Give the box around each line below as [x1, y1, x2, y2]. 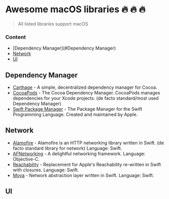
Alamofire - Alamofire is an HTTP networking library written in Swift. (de [12, 139, 164, 146]
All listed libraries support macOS [17, 20, 88, 27]
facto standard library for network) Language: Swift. [12, 145, 123, 151]
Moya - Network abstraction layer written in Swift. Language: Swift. [12, 172, 154, 178]
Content [5, 33, 27, 40]
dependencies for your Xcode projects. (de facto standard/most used [12, 95, 159, 102]
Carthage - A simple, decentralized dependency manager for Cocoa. [12, 84, 157, 90]
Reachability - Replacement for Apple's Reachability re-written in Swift [12, 161, 161, 167]
